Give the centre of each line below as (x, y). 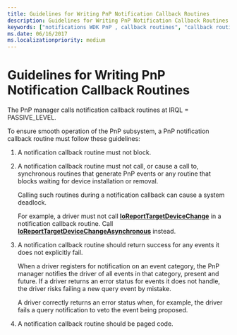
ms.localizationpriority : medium (56, 40)
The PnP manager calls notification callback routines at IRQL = (98, 110)
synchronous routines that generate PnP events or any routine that (114, 174)
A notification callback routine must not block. (84, 152)
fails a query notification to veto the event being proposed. (103, 310)
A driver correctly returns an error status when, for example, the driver (120, 302)
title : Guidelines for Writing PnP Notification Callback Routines (109, 14)
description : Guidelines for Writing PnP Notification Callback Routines (118, 21)
